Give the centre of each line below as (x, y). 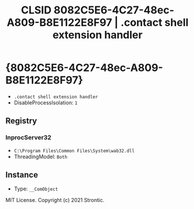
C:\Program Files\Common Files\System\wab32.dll (74, 151)
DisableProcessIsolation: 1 (46, 102)
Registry (21, 121)
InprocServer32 (29, 138)
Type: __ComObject (36, 189)
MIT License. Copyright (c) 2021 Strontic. (55, 200)
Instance (22, 175)
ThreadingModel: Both (41, 156)
